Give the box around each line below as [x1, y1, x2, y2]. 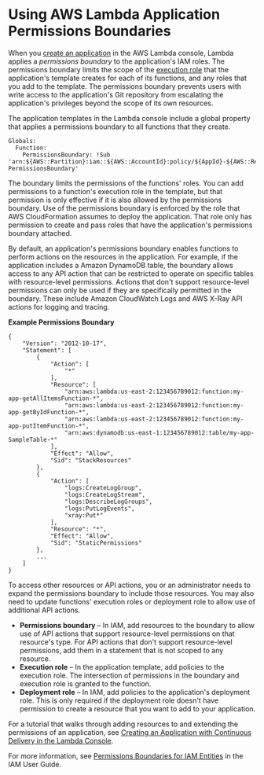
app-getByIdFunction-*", [8, 408, 90, 416]
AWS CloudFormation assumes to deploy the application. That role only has [8, 211, 253, 221]
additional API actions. [8, 605, 81, 615]
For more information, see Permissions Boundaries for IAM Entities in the [8, 751, 244, 760]
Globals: [8, 137, 37, 145]
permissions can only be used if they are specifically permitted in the [8, 285, 232, 295]
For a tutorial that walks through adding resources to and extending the [8, 719, 238, 729]
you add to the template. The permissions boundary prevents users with [8, 81, 242, 91]
